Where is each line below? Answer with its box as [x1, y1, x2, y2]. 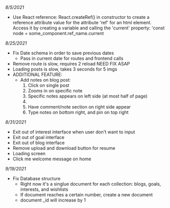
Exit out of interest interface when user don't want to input [12, 129, 135, 135]
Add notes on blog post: [20, 77, 71, 83]
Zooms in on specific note [27, 88, 83, 93]
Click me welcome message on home [12, 156, 92, 162]
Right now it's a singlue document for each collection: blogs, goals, [20, 181, 161, 187]
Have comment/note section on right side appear [27, 104, 131, 110]
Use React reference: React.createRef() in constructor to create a [12, 14, 150, 20]
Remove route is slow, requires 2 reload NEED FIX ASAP [12, 61, 130, 66]
